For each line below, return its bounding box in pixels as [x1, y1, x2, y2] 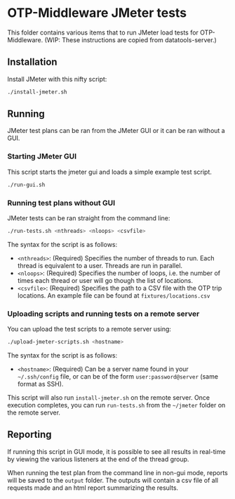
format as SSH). [17, 379, 64, 388]
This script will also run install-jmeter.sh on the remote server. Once [7, 393, 210, 402]
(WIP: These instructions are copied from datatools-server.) [44, 35, 217, 44]
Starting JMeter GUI [7, 151, 77, 161]
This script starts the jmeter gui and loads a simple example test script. [7, 168, 213, 176]
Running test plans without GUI [7, 198, 116, 208]
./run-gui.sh [7, 181, 46, 188]
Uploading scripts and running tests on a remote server [7, 308, 200, 318]
